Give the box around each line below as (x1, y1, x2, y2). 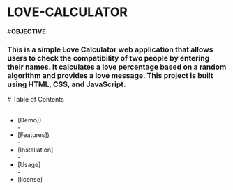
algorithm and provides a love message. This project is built (7, 70, 214, 80)
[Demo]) (17, 116, 42, 125)
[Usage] (17, 161, 41, 169)
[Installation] (17, 145, 54, 154)
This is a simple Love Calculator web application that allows (7, 45, 213, 54)
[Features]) (17, 131, 50, 139)
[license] (17, 175, 43, 184)
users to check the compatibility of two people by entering (7, 53, 210, 63)
